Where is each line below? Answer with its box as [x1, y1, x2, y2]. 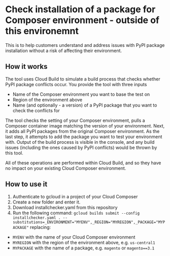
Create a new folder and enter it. [12, 199, 81, 205]
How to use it [5, 180, 48, 189]
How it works [5, 62, 48, 71]
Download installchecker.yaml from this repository [12, 204, 118, 210]
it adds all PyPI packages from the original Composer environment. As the [5, 128, 160, 134]
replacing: [29, 224, 51, 230]
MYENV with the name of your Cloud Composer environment [12, 234, 135, 240]
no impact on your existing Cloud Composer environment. [5, 165, 126, 171]
